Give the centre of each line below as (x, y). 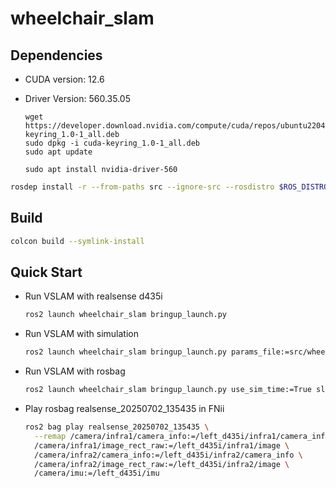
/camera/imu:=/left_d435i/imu (97, 473)
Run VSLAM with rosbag (75, 371)
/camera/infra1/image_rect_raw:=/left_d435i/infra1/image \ (162, 445)
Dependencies (56, 55)
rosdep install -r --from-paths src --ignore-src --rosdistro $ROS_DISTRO (169, 187)
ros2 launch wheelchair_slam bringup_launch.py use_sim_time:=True (168, 390)
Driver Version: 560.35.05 (77, 98)
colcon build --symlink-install (77, 241)
